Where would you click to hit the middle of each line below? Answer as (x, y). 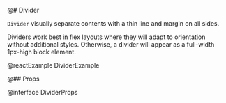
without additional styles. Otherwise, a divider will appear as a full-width (111, 44)
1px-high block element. (42, 52)
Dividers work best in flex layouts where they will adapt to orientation (106, 37)
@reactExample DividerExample (53, 65)
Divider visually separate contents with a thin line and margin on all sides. (113, 23)
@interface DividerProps (43, 92)
